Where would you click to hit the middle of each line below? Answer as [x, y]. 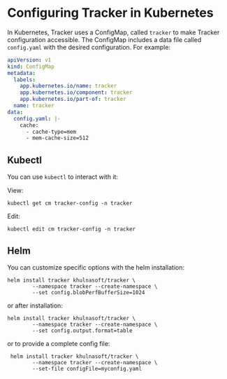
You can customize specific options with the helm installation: [96, 267]
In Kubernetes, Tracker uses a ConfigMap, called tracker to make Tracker [113, 32]
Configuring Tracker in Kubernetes [111, 13]
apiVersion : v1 [29, 60]
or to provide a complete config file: [59, 343]
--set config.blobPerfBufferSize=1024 [89, 292]
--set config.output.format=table [82, 331]
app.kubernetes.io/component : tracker [76, 92]
